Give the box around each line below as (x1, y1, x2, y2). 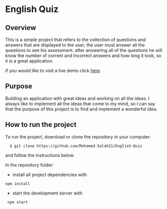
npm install (5, 181, 30, 186)
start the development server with (12, 190, 83, 196)
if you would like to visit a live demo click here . (5, 67, 101, 73)
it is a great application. (5, 58, 54, 63)
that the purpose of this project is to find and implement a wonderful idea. (5, 106, 158, 112)
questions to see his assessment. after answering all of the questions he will (5, 47, 162, 53)
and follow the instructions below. (5, 152, 75, 158)
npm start (7, 199, 28, 204)
